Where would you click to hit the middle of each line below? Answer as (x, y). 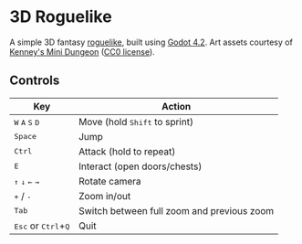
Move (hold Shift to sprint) (136, 122)
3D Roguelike (61, 17)
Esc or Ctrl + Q (42, 226)
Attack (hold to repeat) (127, 151)
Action (176, 106)
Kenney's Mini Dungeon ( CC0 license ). (82, 51)
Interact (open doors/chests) (141, 166)
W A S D (27, 122)
